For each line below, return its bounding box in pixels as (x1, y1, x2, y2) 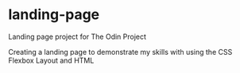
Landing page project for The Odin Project (8, 32, 147, 41)
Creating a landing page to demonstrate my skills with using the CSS (8, 47, 233, 56)
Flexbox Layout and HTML (8, 56, 95, 65)
